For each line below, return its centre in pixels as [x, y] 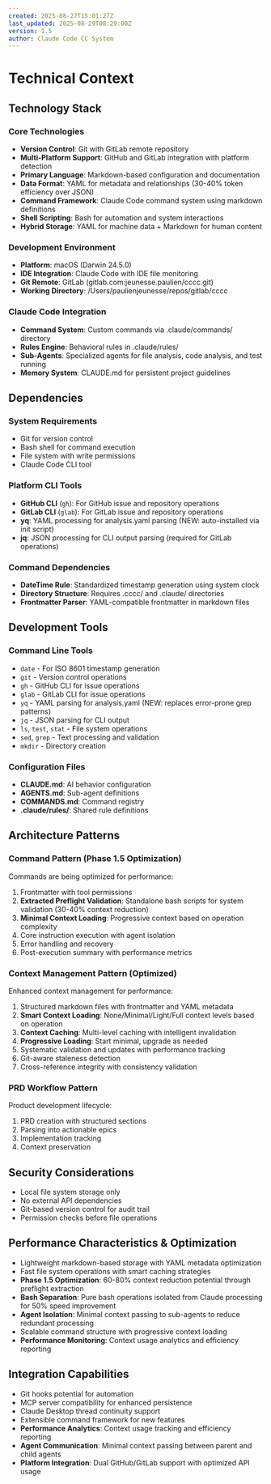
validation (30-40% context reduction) [85, 909]
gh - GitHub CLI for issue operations [80, 685]
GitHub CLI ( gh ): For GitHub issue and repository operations [120, 503]
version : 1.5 [30, 31]
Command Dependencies [59, 567]
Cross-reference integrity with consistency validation [109, 1067]
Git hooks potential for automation [77, 1393]
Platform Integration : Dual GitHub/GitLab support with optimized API [135, 1462]
